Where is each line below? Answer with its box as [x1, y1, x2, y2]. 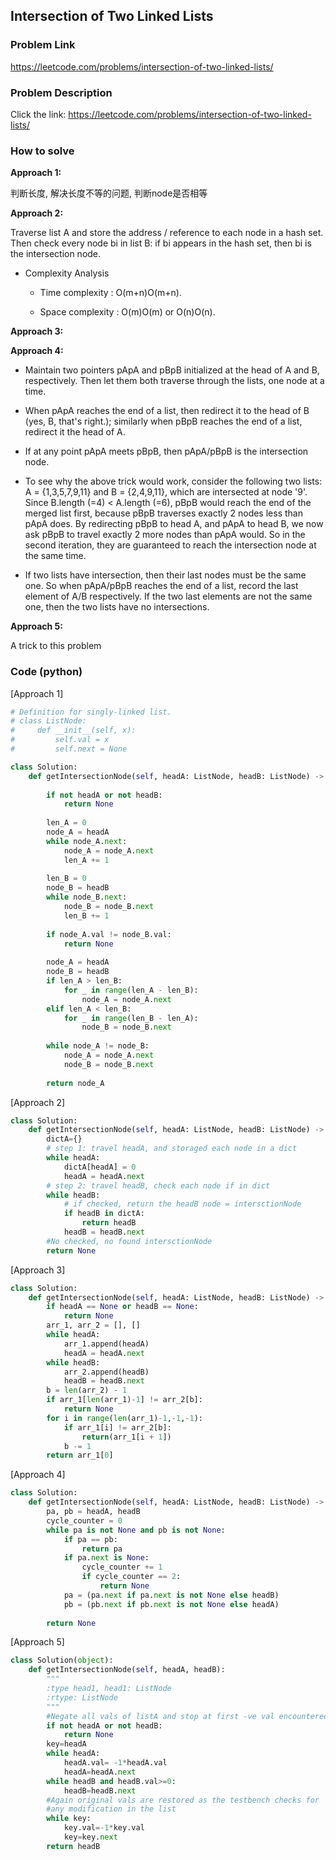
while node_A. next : [46, 836, 128, 846]
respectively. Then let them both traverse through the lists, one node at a [24, 375, 325, 387]
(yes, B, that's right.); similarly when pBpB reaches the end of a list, [24, 415, 303, 428]
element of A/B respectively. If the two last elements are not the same [24, 590, 313, 603]
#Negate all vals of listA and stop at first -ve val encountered [46, 1711, 329, 1721]
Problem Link [10, 38, 76, 52]
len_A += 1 [63, 855, 110, 865]
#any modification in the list [46, 1804, 177, 1814]
